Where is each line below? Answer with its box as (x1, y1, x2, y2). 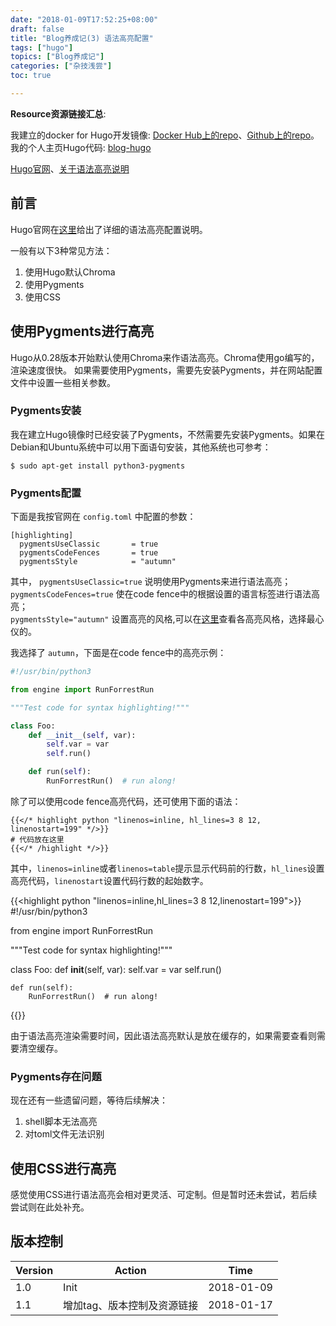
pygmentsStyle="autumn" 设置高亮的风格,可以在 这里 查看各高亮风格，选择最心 (10, 613, 325, 625)
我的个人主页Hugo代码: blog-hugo (10, 141, 152, 153)
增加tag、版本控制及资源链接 (63, 1298, 199, 1312)
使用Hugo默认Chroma (24, 266, 116, 278)
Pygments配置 (10, 486, 82, 500)
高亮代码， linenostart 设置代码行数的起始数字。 (10, 874, 209, 886)
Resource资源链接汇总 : (10, 107, 107, 120)
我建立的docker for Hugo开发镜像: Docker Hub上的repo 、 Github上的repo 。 (10, 129, 320, 141)
